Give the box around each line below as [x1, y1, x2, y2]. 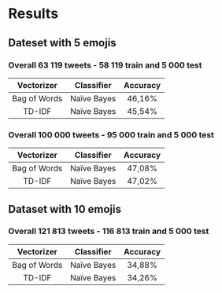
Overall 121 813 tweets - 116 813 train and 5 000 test [8, 225, 209, 236]
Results [8, 5, 59, 23]
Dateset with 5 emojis [8, 36, 117, 49]
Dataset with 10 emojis [8, 202, 122, 216]
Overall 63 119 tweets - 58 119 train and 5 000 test [8, 60, 202, 71]
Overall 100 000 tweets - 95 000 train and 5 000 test [8, 129, 215, 140]
